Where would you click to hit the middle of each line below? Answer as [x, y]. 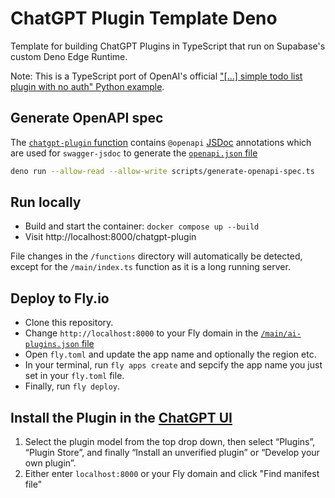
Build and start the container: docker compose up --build [142, 226]
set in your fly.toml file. [74, 376]
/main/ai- [281, 334]
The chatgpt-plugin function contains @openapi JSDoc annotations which [161, 142]
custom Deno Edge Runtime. [69, 56]
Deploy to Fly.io [60, 298]
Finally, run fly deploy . [72, 386]
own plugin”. [50, 463]
